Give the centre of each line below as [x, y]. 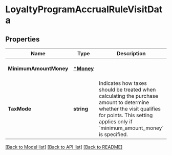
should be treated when [127, 90]
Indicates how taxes [123, 83]
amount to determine [124, 102]
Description [131, 53]
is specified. [113, 134]
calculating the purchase [129, 96]
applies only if [116, 121]
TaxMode [20, 109]
